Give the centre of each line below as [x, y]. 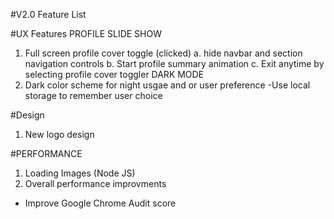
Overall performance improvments [95, 183]
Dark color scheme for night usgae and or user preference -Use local [167, 85]
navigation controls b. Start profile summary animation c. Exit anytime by [174, 63]
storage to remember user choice [93, 95]
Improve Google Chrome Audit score [100, 203]
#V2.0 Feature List [48, 14]
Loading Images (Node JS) [80, 173]
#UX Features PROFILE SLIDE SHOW [86, 33]
